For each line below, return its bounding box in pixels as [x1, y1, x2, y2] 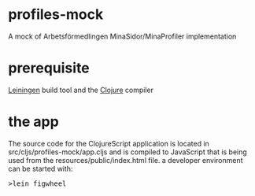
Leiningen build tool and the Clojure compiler [8, 85, 153, 94]
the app [8, 113, 59, 131]
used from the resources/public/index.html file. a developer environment [8, 155, 243, 165]
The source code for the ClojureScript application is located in [8, 139, 210, 148]
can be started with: [8, 164, 73, 173]
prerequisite [8, 59, 91, 77]
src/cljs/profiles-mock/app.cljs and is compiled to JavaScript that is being [8, 147, 248, 157]
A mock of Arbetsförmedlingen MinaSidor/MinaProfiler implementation [8, 31, 237, 41]
